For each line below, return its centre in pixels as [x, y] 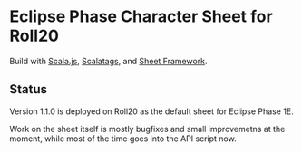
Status [29, 89]
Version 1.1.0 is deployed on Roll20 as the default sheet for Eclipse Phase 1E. [152, 111]
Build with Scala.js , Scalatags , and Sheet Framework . [108, 61]
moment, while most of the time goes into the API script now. [123, 139]
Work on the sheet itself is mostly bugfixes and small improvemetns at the [147, 129]
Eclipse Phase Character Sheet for [141, 17]
